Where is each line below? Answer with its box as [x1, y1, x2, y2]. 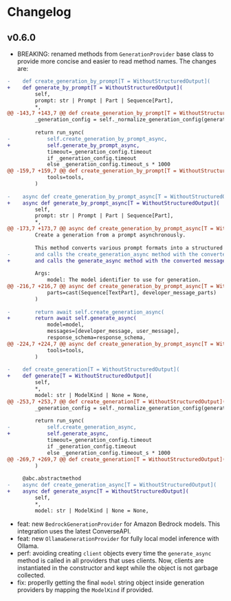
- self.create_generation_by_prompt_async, [7, 135, 168, 142]
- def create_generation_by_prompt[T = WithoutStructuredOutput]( [7, 78, 211, 85]
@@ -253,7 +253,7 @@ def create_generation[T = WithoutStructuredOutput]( [7, 398, 226, 405]
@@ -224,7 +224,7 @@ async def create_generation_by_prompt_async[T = [7, 340, 214, 347]
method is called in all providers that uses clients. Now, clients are [16, 556, 204, 564]
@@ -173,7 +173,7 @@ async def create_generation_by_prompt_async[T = [7, 225, 214, 232]
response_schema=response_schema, [47, 334, 146, 341]
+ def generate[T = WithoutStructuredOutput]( [7, 373, 153, 380]
